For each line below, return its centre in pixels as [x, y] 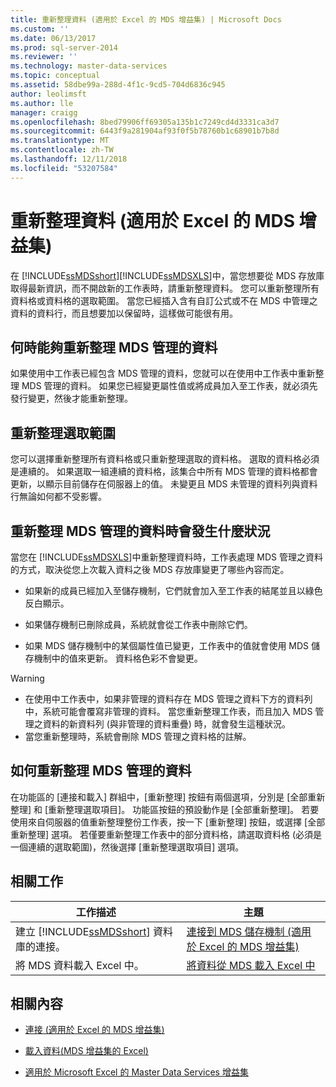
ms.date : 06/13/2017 [53, 38]
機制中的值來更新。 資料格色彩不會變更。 [118, 658]
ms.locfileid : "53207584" [64, 168]
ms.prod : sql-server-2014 [64, 47]
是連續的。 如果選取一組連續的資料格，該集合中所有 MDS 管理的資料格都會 [164, 472]
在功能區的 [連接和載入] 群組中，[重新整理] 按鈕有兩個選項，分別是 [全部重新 [168, 797]
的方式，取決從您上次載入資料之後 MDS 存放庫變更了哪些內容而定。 [150, 569]
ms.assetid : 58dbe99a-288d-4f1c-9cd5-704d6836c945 [118, 85]
